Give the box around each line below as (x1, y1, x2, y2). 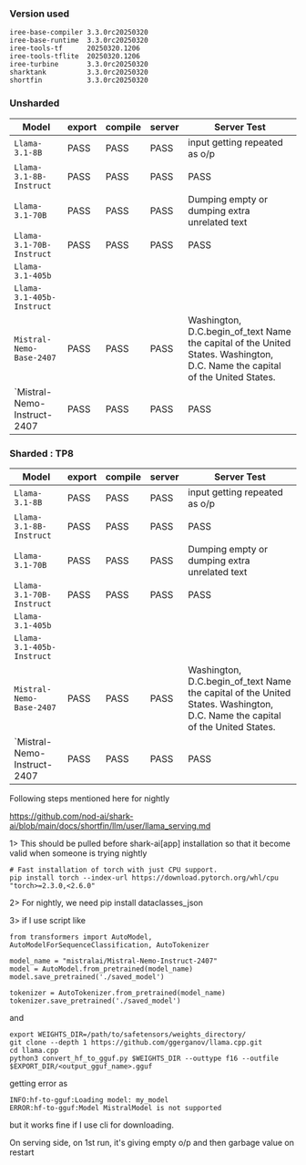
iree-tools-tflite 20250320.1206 (9, 52, 141, 61)
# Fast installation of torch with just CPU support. (9, 865, 219, 874)
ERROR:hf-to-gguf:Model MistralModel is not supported (9, 1103, 222, 1112)
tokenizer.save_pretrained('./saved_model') (9, 996, 181, 1005)
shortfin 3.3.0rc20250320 (9, 76, 148, 85)
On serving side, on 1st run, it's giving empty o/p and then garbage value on (9, 1137, 294, 1148)
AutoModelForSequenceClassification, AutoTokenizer (9, 940, 209, 950)
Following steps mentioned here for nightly (9, 792, 170, 804)
